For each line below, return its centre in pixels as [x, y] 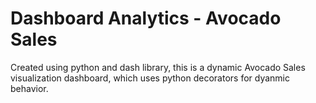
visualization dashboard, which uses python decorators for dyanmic [150, 78]
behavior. [29, 88]
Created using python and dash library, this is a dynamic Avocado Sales [158, 67]
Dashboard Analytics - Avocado [146, 18]
